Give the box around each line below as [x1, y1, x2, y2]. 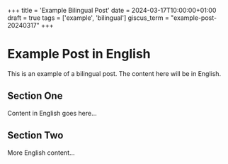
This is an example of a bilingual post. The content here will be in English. [7, 69, 222, 77]
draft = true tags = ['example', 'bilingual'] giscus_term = [7, 13, 170, 22]
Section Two [7, 129, 64, 141]
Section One [7, 90, 63, 102]
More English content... [7, 148, 76, 157]
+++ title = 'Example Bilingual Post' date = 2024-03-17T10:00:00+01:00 [7, 6, 217, 14]
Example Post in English [7, 46, 151, 62]
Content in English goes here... [7, 109, 97, 117]
